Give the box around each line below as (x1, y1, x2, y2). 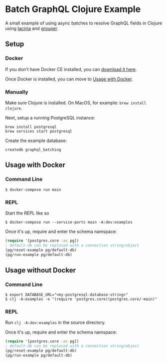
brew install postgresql (5, 124, 57, 129)
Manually (5, 88, 28, 95)
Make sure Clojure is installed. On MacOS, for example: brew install (5, 99, 147, 105)
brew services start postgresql (5, 128, 72, 133)
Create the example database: (5, 137, 67, 143)
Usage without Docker (5, 266, 76, 274)
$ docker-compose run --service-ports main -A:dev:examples (5, 219, 133, 224)
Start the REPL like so (5, 210, 49, 216)
